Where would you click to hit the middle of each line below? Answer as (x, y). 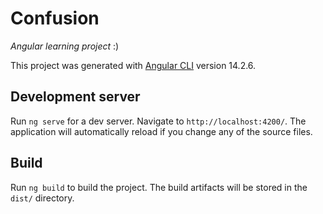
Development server (75, 97)
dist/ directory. (42, 198)
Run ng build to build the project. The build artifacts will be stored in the (159, 187)
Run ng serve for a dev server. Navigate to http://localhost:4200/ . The (158, 121)
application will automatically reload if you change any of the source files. (161, 131)
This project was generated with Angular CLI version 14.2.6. (133, 65)
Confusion (55, 18)
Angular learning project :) (65, 46)
